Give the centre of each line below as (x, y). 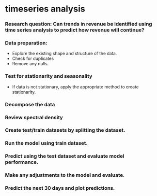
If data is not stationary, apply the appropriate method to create (75, 87)
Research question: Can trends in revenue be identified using (79, 24)
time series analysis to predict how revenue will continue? (75, 30)
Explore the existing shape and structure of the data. (64, 54)
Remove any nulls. (30, 64)
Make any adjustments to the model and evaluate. (65, 175)
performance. (22, 162)
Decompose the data (30, 104)
